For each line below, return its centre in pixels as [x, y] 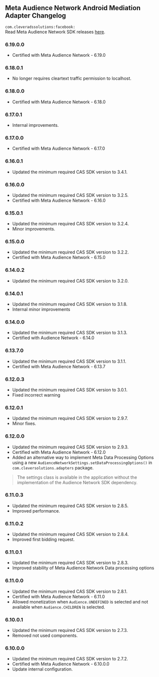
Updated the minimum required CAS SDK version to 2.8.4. [70, 534]
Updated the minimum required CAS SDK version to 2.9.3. [70, 447]
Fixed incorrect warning [36, 395]
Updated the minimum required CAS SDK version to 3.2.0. [70, 280]
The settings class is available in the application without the [77, 477]
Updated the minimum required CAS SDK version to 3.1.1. [69, 361]
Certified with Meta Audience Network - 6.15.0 [59, 257]
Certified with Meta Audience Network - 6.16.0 [59, 200]
